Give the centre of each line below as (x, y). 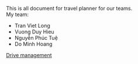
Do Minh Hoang (33, 44)
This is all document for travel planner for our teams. (69, 8)
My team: (18, 14)
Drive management (29, 55)
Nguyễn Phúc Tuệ (36, 38)
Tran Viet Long (32, 26)
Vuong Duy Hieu (34, 32)
